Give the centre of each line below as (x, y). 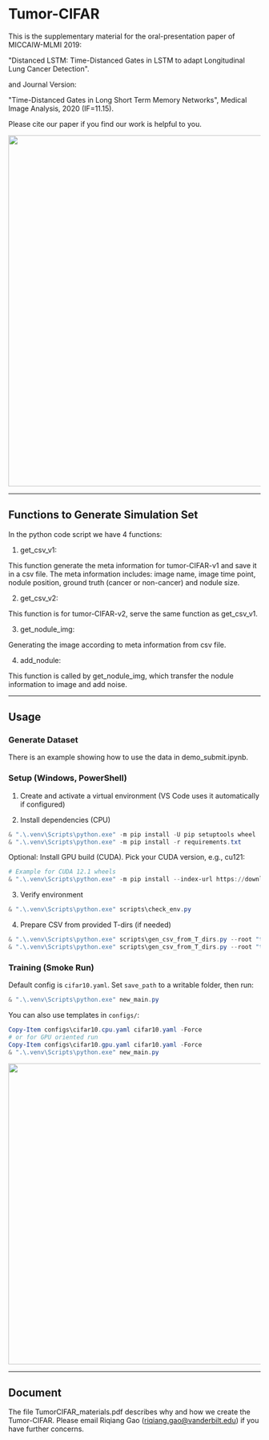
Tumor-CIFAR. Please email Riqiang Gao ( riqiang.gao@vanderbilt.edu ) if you (134, 1421)
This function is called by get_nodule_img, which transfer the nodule (121, 676)
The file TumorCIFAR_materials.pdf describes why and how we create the (129, 1412)
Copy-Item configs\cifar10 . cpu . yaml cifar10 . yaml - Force (105, 1030)
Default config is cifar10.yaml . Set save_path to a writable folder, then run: (131, 985)
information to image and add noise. (68, 684)
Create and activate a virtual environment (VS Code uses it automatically (140, 795)
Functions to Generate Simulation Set (103, 515)
